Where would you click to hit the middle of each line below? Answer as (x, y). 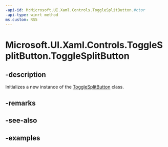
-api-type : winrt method (32, 15)
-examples (23, 138)
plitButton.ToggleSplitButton (67, 56)
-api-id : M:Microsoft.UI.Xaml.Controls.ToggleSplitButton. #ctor (75, 10)
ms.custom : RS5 (22, 19)
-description (26, 75)
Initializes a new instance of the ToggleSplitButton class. (65, 87)
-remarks (20, 103)
